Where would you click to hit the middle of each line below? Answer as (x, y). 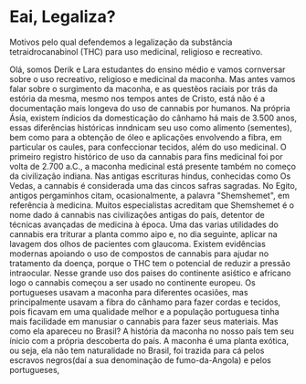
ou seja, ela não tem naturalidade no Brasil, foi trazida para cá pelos (137, 350)
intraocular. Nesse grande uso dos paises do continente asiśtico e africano (150, 273)
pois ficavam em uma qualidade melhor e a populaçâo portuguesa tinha (145, 311)
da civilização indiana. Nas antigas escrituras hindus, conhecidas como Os (150, 176)
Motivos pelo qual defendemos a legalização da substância (121, 42)
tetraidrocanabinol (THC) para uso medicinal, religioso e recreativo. (136, 51)
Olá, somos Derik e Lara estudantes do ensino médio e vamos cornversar (148, 69)
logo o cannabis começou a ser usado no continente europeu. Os (132, 282)
